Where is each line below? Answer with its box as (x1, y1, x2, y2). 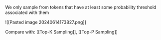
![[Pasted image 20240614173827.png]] (5, 19, 86, 25)
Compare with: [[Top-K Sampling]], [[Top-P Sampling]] (5, 29, 118, 34)
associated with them (5, 9, 49, 15)
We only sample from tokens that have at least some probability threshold (5, 4, 157, 10)
